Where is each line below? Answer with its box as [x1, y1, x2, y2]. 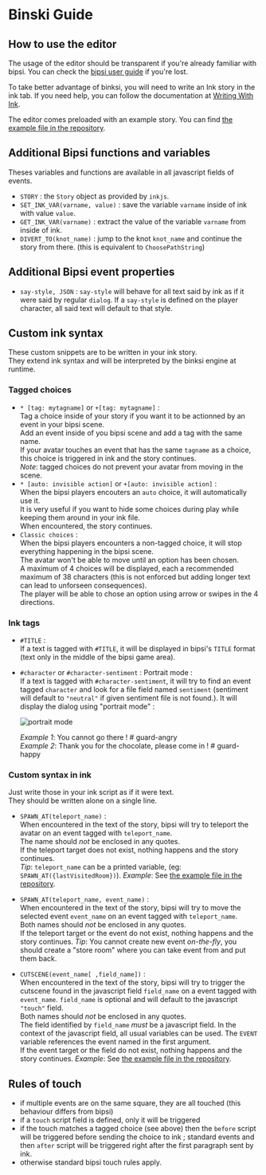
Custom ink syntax [8, 327, 104, 340]
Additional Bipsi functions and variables [8, 146, 211, 160]
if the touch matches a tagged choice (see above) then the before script [19, 1124, 256, 1134]
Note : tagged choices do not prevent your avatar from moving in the [19, 462, 244, 471]
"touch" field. [19, 1003, 64, 1013]
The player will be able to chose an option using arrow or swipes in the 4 [19, 588, 259, 599]
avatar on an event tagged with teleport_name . [19, 828, 173, 838]
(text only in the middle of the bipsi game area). [19, 652, 176, 662]
